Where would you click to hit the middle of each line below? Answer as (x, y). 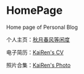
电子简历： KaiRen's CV (35, 52)
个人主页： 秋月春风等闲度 (38, 39)
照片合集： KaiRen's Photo (38, 65)
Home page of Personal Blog (42, 27)
